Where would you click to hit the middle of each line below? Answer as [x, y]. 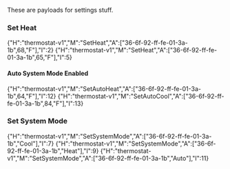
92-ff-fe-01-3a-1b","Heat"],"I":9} [53, 150]
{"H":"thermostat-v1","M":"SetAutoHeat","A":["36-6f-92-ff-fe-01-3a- [104, 88]
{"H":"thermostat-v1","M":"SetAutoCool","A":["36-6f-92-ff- [141, 96]
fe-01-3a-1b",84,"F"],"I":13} [45, 103]
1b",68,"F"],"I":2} [30, 50]
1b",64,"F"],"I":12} [32, 96]
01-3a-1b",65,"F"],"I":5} [40, 57]
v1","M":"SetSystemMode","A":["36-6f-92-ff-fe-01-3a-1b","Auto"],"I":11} [108, 158]
